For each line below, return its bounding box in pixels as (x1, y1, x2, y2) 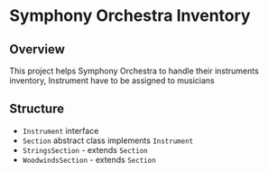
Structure (9, 101, 65, 117)
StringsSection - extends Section (22, 144, 149, 155)
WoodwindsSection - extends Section (22, 154, 156, 165)
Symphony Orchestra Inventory (9, 5, 251, 26)
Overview (9, 42, 66, 57)
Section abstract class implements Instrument (22, 135, 194, 146)
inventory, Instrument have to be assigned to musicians (9, 75, 215, 86)
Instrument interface (22, 125, 99, 136)
